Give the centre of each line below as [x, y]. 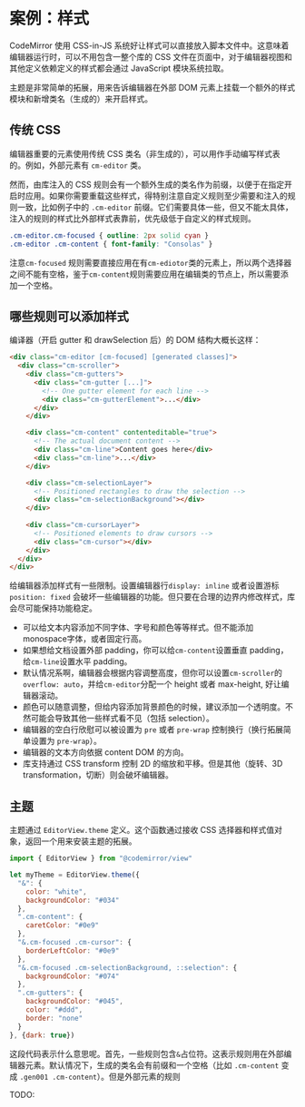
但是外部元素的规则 [144, 1076]
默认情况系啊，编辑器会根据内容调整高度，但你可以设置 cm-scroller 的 [152, 673]
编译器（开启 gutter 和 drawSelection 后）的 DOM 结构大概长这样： [135, 340]
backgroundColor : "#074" [73, 976]
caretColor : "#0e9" [63, 926]
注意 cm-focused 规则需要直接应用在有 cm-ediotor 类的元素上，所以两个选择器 [151, 262]
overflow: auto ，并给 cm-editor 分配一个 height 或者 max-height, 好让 [152, 684]
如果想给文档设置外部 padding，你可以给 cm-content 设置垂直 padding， [155, 651]
